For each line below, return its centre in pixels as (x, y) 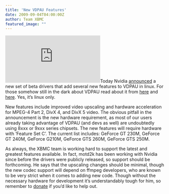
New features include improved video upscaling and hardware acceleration (83, 107)
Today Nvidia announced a (128, 81)
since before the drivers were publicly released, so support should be (78, 160)
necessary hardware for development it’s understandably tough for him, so (83, 181)
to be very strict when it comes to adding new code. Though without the (80, 176)
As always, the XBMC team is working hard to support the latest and (76, 149)
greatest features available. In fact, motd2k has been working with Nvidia (81, 154)
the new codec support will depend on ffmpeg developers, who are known (83, 170)
